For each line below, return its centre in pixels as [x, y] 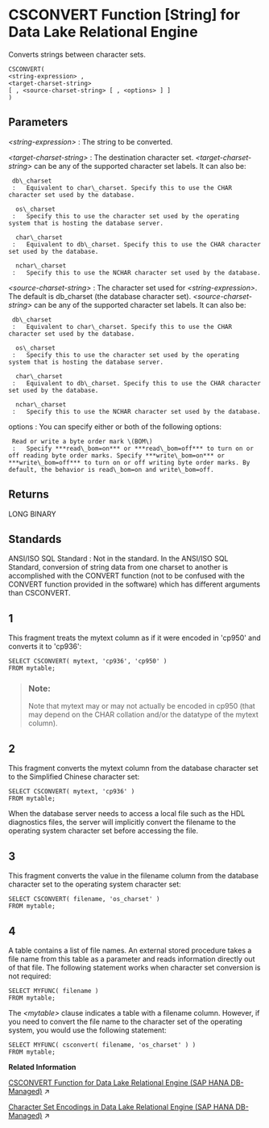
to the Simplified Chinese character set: [74, 777]
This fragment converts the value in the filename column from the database [134, 876]
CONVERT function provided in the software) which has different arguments [134, 584]
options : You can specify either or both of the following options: [115, 427]
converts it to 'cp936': [45, 646]
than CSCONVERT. [39, 593]
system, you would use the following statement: [87, 1030]
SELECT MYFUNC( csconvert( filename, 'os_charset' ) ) [102, 1045]
